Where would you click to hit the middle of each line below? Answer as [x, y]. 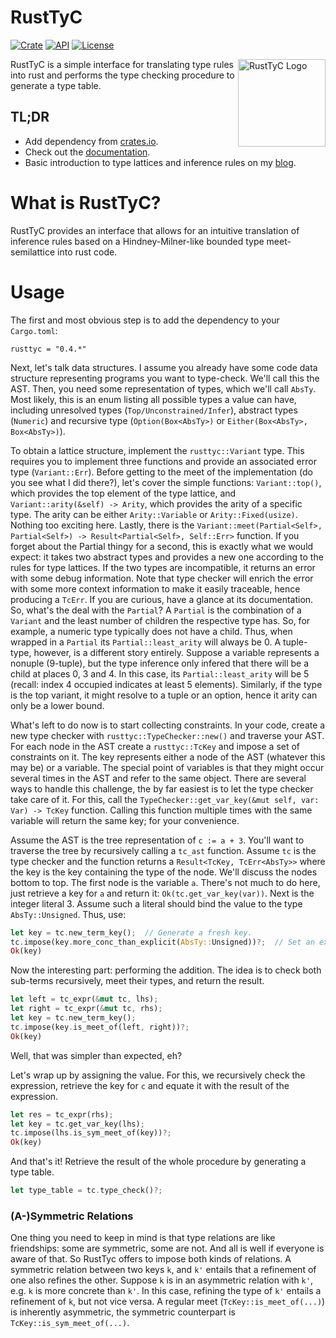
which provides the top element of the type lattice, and [123, 493]
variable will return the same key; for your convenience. [125, 820]
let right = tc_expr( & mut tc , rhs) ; [86, 1009]
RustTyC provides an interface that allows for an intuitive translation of [155, 230]
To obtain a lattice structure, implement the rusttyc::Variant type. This [157, 450]
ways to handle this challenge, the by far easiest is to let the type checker [162, 788]
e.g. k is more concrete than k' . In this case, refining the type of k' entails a [166, 1291]
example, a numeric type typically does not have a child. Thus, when [151, 631]
